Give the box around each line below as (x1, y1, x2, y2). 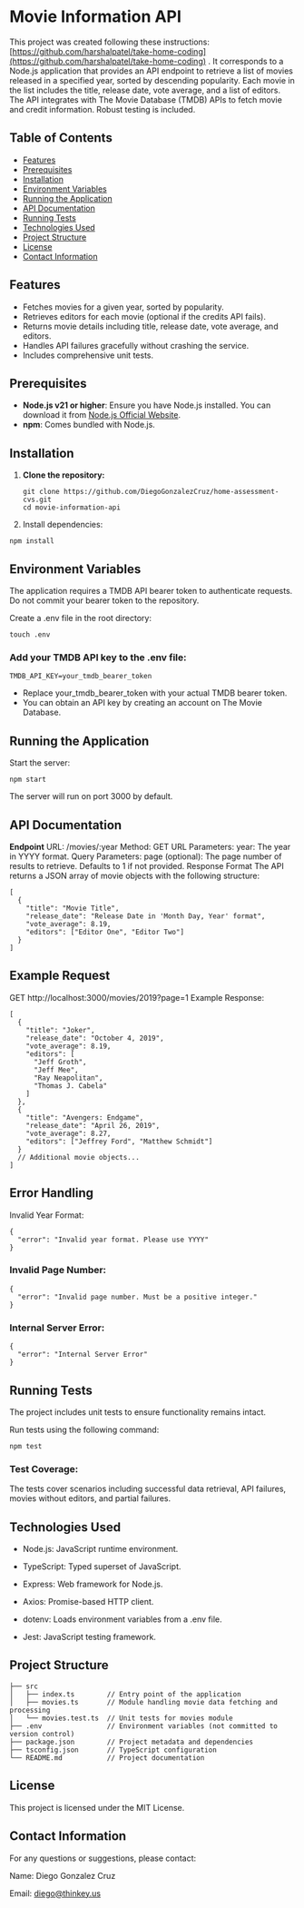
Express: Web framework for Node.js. (22, 1578, 163, 1590)
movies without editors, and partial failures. (9, 1493, 171, 1504)
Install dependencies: (22, 519, 103, 530)
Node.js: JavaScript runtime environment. (22, 1544, 179, 1555)
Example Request (9, 968, 111, 984)
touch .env (9, 630, 51, 639)
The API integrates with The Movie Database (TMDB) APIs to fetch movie (9, 94, 283, 105)
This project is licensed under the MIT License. (9, 1802, 185, 1813)
